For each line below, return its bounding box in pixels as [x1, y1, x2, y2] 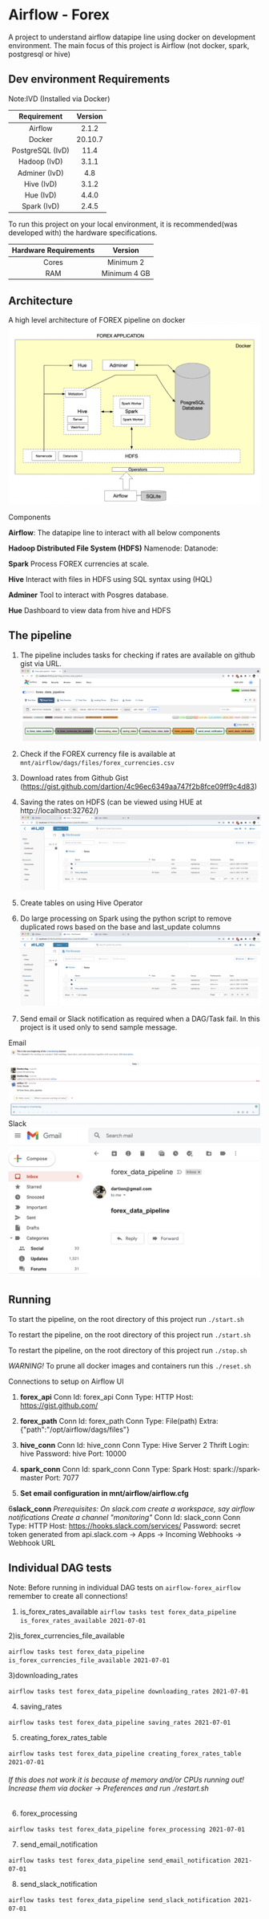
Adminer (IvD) [17, 168, 64, 177]
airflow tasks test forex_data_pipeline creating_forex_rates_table [8, 1750, 242, 1758]
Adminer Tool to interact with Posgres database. [8, 590, 169, 600]
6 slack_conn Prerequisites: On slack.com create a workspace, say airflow [8, 1503, 255, 1514]
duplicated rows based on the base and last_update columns [19, 921, 221, 932]
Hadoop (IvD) [18, 157, 63, 166]
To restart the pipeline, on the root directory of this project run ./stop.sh [8, 1345, 247, 1355]
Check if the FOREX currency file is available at [19, 749, 176, 759]
